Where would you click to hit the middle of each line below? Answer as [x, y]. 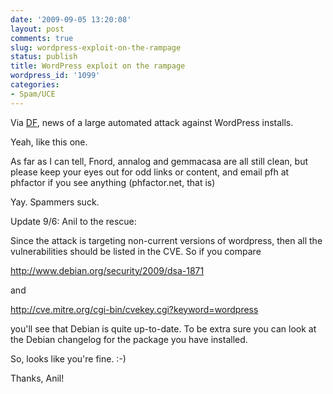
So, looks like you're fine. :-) [68, 358]
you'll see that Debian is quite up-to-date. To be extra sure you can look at [163, 328]
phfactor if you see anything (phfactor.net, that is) [113, 182]
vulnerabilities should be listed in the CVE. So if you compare [136, 251]
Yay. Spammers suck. [55, 202]
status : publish [44, 57]
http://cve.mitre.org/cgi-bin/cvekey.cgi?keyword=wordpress [134, 309]
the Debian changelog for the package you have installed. [129, 339]
